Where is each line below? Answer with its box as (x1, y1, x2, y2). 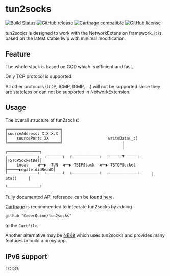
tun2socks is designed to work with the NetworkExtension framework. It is (5, 30, 162, 36)
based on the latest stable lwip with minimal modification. (5, 35, 126, 41)
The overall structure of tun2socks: (5, 117, 79, 123)
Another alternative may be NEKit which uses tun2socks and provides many (5, 232, 165, 238)
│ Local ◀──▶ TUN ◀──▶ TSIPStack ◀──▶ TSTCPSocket (5, 162, 136, 168)
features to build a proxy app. (5, 237, 67, 243)
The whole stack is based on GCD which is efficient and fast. (5, 63, 134, 69)
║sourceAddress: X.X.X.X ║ (5, 131, 63, 136)
